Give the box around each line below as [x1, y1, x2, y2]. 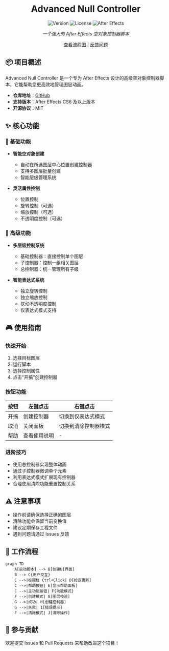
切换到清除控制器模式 [59, 422, 111, 429]
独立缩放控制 [20, 294, 47, 300]
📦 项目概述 [5, 58, 42, 67]
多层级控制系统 [12, 242, 44, 248]
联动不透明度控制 [20, 301, 57, 307]
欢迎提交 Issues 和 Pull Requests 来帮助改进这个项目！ [5, 640, 120, 646]
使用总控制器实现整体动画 [12, 461, 67, 467]
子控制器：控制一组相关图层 [20, 260, 79, 266]
